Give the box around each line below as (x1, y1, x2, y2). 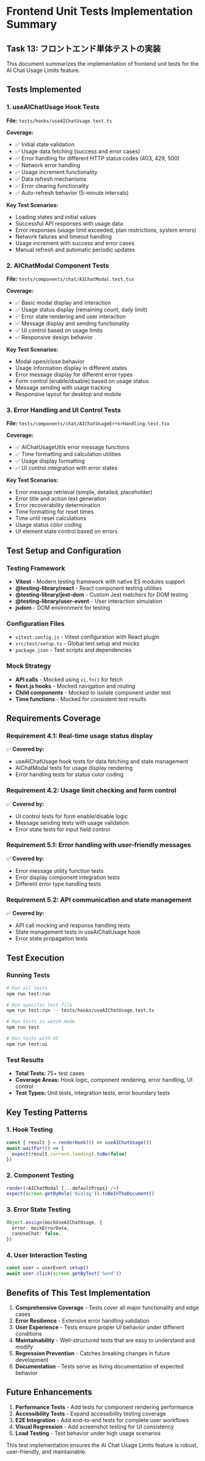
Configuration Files (6, 619, 65, 628)
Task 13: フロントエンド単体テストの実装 (6, 43, 161, 53)
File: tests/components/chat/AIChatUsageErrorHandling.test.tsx (6, 420, 170, 427)
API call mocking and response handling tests (15, 922, 130, 929)
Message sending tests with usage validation (15, 819, 129, 826)
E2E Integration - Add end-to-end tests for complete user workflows (15, 1416, 190, 1424)
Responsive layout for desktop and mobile (15, 390, 122, 398)
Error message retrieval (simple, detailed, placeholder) (15, 489, 153, 496)
